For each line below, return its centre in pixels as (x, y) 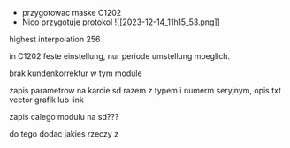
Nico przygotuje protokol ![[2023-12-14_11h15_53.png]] (121, 22)
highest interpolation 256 (55, 39)
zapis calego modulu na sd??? (64, 117)
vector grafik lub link (46, 100)
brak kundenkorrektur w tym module (76, 73)
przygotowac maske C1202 (72, 13)
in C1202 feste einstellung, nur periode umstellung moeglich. (120, 56)
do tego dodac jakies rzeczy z (64, 134)
